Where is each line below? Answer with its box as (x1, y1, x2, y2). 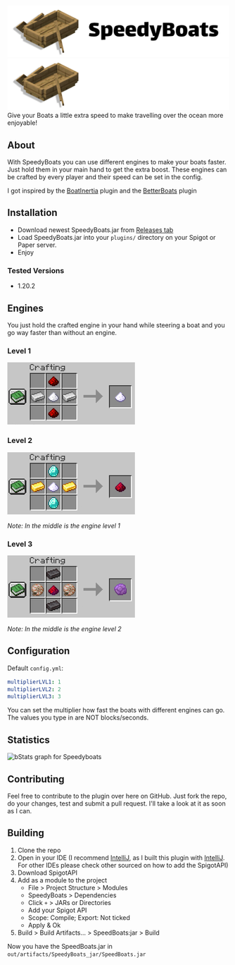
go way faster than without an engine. (7, 329, 118, 337)
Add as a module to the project (17, 875, 108, 884)
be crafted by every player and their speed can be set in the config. (7, 173, 203, 181)
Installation (7, 207, 58, 219)
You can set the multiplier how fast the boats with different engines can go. (7, 706, 225, 715)
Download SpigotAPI (17, 868, 77, 877)
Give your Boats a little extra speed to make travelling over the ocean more (7, 111, 224, 120)
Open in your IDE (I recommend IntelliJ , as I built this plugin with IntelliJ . (17, 853, 225, 862)
